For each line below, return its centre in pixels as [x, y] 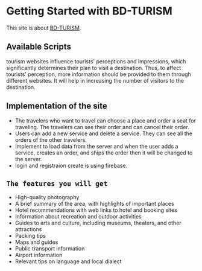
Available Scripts [39, 47]
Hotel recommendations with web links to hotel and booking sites [96, 210]
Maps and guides [36, 242]
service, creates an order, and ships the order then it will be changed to [104, 153]
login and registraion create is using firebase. [71, 165]
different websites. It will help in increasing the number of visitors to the [95, 80]
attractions [28, 229]
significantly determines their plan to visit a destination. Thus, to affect [94, 68]
